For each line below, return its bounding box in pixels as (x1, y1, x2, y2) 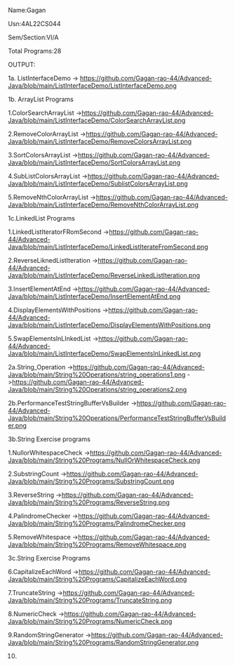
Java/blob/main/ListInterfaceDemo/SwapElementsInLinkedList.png (8, 349, 201, 358)
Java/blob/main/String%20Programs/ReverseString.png (8, 498, 170, 507)
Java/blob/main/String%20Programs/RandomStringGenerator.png (8, 639, 199, 646)
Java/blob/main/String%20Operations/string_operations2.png (8, 386, 187, 393)
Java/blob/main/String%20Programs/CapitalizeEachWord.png (8, 575, 187, 583)
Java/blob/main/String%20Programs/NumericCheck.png (8, 618, 173, 625)
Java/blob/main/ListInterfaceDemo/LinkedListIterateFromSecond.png (8, 242, 209, 251)
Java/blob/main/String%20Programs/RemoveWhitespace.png (8, 540, 187, 549)
